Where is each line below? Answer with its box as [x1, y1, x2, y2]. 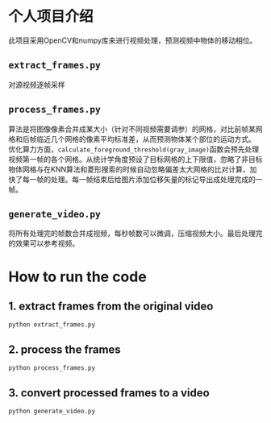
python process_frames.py [8, 364, 95, 372]
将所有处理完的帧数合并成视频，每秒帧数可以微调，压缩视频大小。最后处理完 [8, 229, 263, 238]
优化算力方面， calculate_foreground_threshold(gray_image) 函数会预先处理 [8, 144, 260, 154]
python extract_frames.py [8, 321, 95, 329]
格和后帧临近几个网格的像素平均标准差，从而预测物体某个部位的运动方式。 [8, 134, 256, 143]
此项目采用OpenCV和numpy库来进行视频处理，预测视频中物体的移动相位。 [8, 35, 257, 45]
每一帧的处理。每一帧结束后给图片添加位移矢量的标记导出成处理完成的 [22, 174, 256, 184]
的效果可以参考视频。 [8, 238, 79, 248]
